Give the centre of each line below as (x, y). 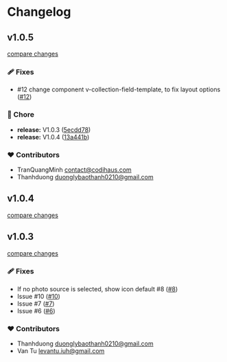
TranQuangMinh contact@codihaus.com (74, 170)
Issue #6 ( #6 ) (36, 310)
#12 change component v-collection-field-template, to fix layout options (119, 89)
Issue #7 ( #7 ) (36, 304)
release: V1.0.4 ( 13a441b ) (53, 137)
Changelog (39, 12)
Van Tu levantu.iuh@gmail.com (61, 351)
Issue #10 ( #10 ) (38, 296)
